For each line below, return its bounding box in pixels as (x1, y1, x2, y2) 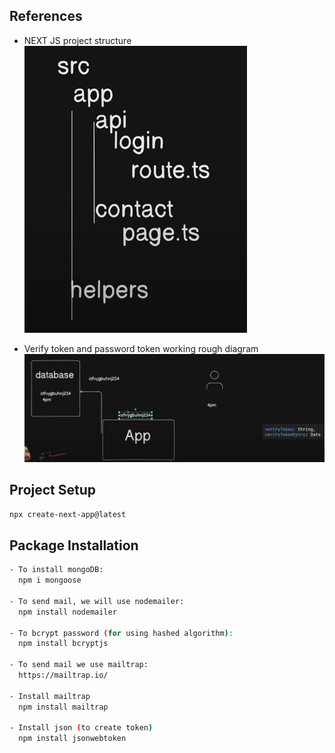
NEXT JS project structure (23, 34, 132, 46)
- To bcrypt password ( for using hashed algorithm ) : (9, 628, 234, 638)
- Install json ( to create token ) (9, 723, 154, 733)
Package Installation (9, 537, 139, 554)
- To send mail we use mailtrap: (9, 660, 149, 670)
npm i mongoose (18, 575, 82, 586)
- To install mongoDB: (9, 565, 104, 575)
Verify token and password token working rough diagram (23, 342, 259, 354)
